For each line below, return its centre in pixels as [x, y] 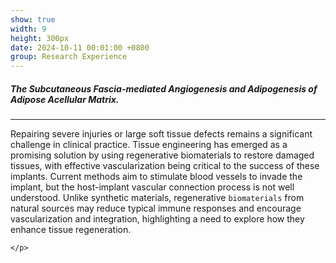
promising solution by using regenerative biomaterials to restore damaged [162, 155]
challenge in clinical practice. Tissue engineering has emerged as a [149, 145]
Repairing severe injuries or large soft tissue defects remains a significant [161, 134]
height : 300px [40, 38]
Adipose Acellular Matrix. [65, 99]
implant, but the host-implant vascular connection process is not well [152, 187]
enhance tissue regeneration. [71, 230]
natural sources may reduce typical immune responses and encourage [156, 208]
